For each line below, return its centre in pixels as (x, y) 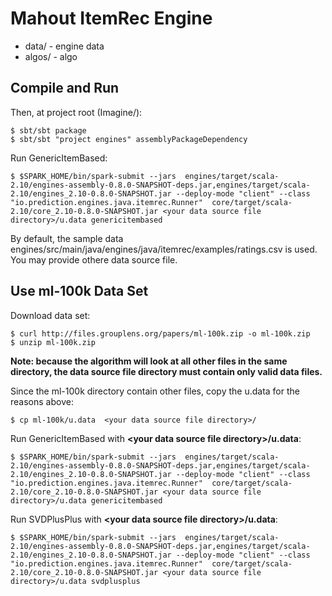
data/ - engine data (64, 46)
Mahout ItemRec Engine (111, 18)
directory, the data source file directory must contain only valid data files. (166, 371)
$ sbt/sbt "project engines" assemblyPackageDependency (129, 139)
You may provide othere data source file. (94, 259)
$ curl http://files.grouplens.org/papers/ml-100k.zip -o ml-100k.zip (160, 333)
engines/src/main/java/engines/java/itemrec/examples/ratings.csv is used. (164, 249)
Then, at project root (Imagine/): (76, 112)
